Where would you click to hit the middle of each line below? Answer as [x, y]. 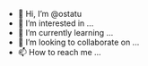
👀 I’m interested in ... [56, 23]
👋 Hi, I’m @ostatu [50, 14]
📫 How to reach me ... [59, 52]
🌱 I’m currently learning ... [65, 33]
